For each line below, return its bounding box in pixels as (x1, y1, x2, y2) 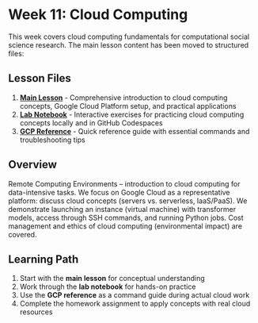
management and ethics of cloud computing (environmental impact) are (8, 221, 243, 231)
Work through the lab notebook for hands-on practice (19, 282, 196, 291)
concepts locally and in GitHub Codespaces (19, 117, 164, 128)
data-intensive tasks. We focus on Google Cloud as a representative (8, 187, 231, 197)
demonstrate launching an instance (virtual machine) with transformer (8, 204, 236, 213)
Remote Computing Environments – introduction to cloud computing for (8, 179, 241, 188)
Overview (8, 158, 58, 171)
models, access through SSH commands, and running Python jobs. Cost (8, 213, 244, 222)
